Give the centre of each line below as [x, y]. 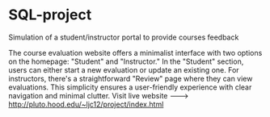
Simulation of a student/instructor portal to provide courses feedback [124, 37]
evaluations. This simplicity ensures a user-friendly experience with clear [130, 87]
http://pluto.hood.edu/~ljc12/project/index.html [86, 104]
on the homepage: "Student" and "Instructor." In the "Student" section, [126, 61]
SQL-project [50, 15]
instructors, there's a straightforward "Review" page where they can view [131, 78]
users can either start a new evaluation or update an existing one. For [124, 69]
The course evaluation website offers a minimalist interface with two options [135, 52]
